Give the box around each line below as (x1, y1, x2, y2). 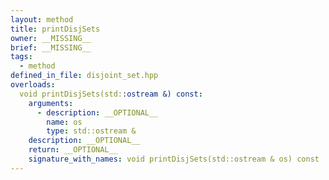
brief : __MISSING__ (10, 42, 92, 53)
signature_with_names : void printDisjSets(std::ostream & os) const (28, 154, 320, 164)
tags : (10, 52, 33, 62)
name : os (46, 117, 83, 127)
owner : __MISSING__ (10, 33, 92, 43)
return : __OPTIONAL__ (28, 145, 118, 155)
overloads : (10, 80, 56, 90)
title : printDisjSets (10, 24, 101, 34)
